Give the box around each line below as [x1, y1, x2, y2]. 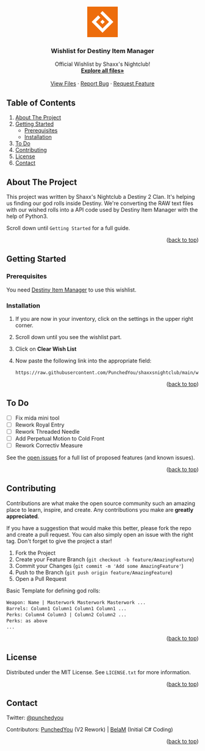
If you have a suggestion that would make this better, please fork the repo [6, 524, 192, 531]
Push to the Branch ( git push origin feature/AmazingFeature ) [15, 569, 173, 576]
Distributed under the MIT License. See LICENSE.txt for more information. [6, 668, 191, 676]
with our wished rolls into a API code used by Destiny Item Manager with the [6, 206, 198, 213]
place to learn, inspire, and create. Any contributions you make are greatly [6, 506, 194, 513]
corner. [15, 322, 34, 329]
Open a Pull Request [15, 575, 67, 582]
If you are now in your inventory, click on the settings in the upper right [15, 315, 193, 322]
